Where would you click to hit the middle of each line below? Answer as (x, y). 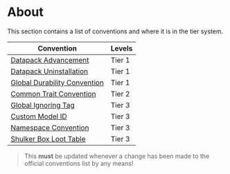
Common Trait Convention (53, 94)
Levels (122, 48)
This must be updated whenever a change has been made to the (117, 156)
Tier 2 (120, 94)
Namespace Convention (50, 128)
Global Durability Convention (57, 82)
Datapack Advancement (50, 60)
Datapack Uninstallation (50, 71)
